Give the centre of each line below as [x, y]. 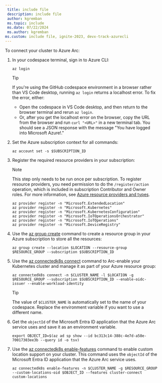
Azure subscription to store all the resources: [57, 239]
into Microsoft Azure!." [42, 133]
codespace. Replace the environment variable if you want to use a [78, 307]
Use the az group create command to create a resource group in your [81, 233]
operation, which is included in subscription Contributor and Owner [79, 189]
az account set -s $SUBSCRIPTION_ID [49, 151]
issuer [19, 283]
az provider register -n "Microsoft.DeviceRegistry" [66, 225]
